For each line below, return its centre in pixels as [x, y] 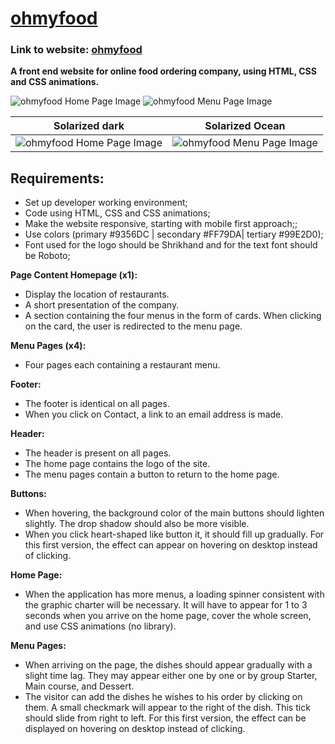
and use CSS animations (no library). [100, 626]
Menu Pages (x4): [48, 346]
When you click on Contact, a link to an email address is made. [154, 414]
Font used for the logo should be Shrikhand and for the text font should [171, 245]
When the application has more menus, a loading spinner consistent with [174, 594]
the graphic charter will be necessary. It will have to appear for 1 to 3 [166, 605]
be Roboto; [47, 256]
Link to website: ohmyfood [76, 50]
